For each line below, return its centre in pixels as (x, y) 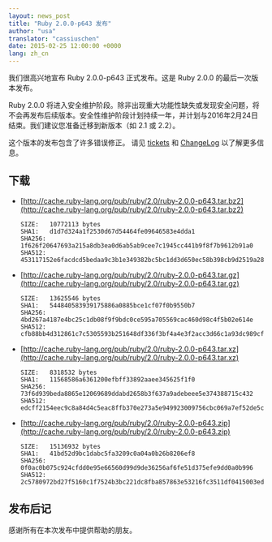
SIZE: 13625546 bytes (60, 298)
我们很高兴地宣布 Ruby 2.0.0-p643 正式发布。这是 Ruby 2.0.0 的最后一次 (130, 77)
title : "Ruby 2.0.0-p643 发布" (60, 24)
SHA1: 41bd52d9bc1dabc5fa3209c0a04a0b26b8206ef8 (108, 454)
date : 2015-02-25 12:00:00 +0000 (65, 46)
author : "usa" (32, 31)
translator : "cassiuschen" (54, 39)
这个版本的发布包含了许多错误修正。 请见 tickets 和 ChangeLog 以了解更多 (133, 142)
